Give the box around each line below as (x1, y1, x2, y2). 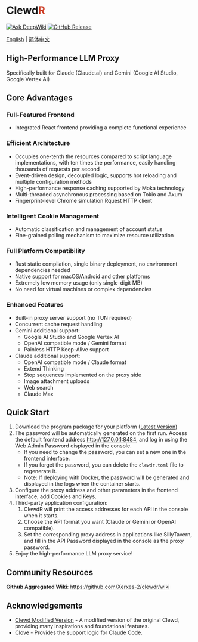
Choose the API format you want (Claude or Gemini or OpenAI (23, 518, 176, 526)
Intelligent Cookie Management (6, 212, 100, 220)
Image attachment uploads (23, 377, 90, 385)
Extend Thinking (23, 365, 64, 372)
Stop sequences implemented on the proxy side (23, 371, 142, 378)
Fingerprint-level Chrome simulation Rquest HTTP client (14, 197, 153, 204)
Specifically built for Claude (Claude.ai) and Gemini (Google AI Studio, (6, 69, 178, 76)
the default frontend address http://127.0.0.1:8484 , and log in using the (14, 436, 188, 443)
